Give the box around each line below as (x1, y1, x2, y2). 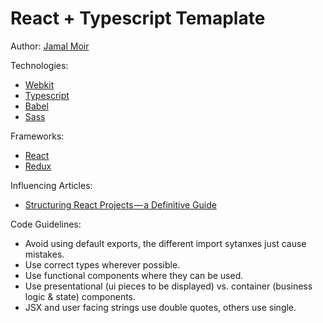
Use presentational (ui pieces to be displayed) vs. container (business (24, 280, 313, 292)
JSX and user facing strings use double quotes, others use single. (24, 301, 297, 313)
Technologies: (10, 59, 69, 71)
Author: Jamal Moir (10, 40, 90, 52)
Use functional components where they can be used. (24, 269, 244, 281)
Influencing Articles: (10, 179, 93, 191)
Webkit (24, 78, 55, 91)
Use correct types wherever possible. (24, 258, 181, 271)
